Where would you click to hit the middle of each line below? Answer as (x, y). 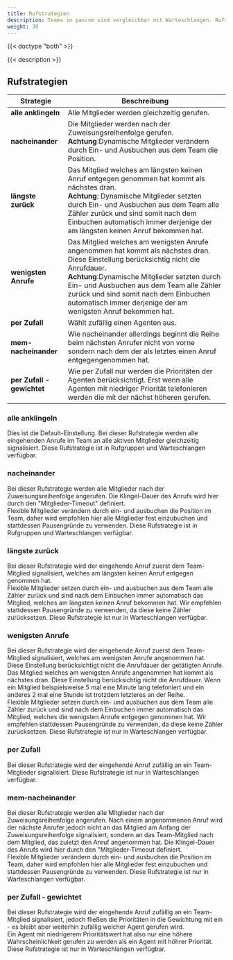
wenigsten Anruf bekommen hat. (121, 312)
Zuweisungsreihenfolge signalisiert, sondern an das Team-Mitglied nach (110, 834)
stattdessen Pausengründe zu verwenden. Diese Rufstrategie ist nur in (108, 871)
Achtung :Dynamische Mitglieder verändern (138, 142)
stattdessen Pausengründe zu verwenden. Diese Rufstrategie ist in (102, 525)
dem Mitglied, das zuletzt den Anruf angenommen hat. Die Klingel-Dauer (111, 842)
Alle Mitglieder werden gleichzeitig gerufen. (139, 113)
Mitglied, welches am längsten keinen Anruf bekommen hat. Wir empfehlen (114, 603)
